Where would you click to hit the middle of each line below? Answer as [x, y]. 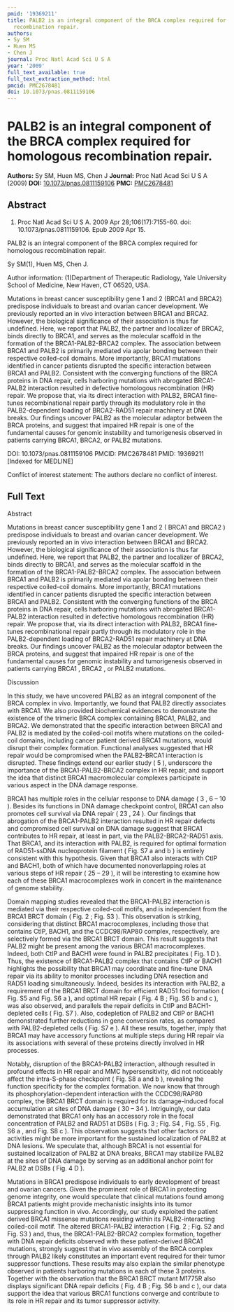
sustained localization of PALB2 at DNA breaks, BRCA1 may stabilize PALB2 [115, 1153]
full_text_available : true [46, 72]
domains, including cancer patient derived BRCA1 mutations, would [116, 740]
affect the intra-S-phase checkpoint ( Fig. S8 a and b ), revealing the [105, 1079]
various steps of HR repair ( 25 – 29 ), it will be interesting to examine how [114, 873]
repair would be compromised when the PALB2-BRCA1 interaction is [105, 755]
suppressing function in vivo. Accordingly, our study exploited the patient [113, 1211]
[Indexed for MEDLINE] [40, 461]
